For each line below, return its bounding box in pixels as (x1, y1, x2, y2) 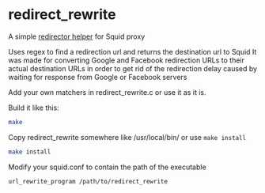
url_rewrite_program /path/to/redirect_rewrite (8, 177, 168, 185)
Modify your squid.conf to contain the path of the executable (8, 162, 207, 172)
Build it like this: (8, 103, 59, 112)
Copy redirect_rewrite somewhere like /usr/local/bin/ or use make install (8, 132, 247, 142)
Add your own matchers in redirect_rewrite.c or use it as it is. (8, 87, 206, 96)
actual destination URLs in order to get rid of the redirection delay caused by (8, 63, 258, 73)
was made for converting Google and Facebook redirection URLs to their (8, 55, 245, 65)
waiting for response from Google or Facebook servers (8, 72, 187, 81)
